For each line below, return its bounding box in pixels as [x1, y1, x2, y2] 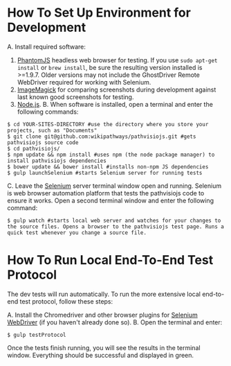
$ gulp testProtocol [7, 331, 67, 338]
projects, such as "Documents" [7, 127, 98, 134]
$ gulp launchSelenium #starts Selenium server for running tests [7, 169, 203, 176]
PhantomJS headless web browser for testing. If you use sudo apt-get [17, 55, 218, 64]
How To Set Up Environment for [7, 5, 192, 21]
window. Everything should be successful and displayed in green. [7, 351, 194, 359]
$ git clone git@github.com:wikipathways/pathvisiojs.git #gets [7, 133, 196, 140]
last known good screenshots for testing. [17, 92, 134, 101]
